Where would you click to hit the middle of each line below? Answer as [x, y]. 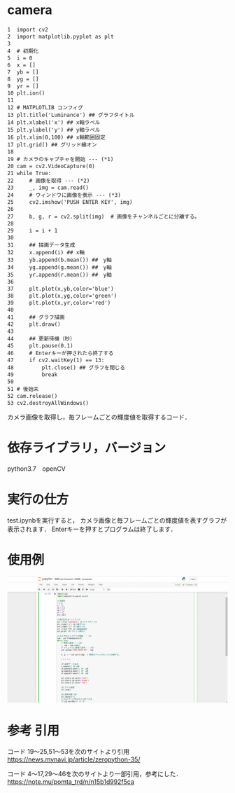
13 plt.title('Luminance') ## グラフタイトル [71, 115]
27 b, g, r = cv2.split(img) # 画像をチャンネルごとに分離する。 [104, 216]
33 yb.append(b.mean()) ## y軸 [59, 260]
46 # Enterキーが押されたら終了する [60, 353]
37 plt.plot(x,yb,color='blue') [60, 289]
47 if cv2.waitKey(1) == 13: [56, 360]
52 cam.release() [33, 396]
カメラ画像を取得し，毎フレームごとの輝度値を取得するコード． [99, 417]
